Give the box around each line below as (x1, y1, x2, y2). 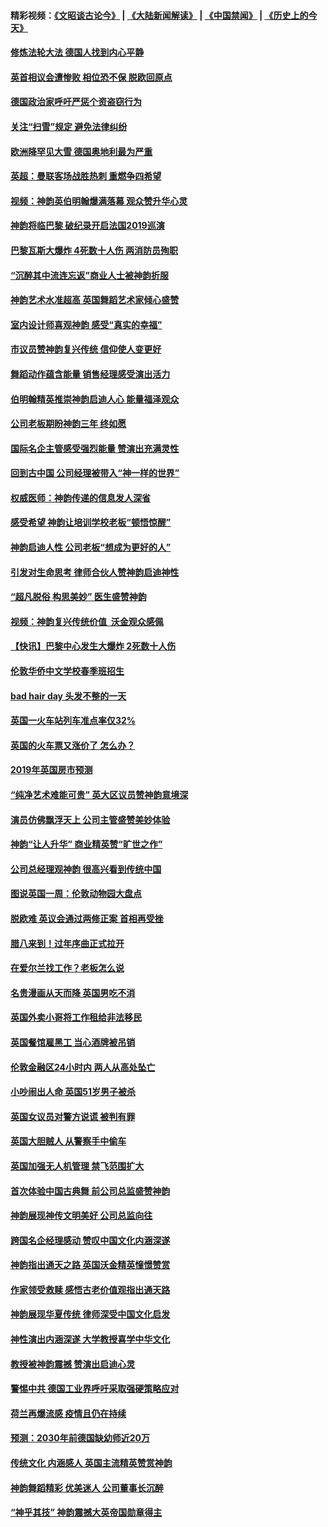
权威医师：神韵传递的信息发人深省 (10, 491, 151, 504)
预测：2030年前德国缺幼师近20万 (10, 1432, 150, 1444)
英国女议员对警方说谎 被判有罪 (10, 1110, 136, 1122)
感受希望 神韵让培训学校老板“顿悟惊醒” (10, 516, 172, 529)
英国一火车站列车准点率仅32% (10, 715, 137, 727)
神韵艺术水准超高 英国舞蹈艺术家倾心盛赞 (10, 294, 180, 306)
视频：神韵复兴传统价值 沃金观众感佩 (10, 615, 164, 627)
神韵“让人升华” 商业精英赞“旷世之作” (10, 838, 163, 850)
